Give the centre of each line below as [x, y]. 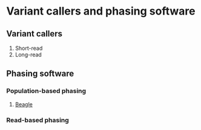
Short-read [29, 48]
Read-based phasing [38, 120]
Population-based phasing [46, 91]
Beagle [24, 104]
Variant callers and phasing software [101, 11]
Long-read [28, 55]
